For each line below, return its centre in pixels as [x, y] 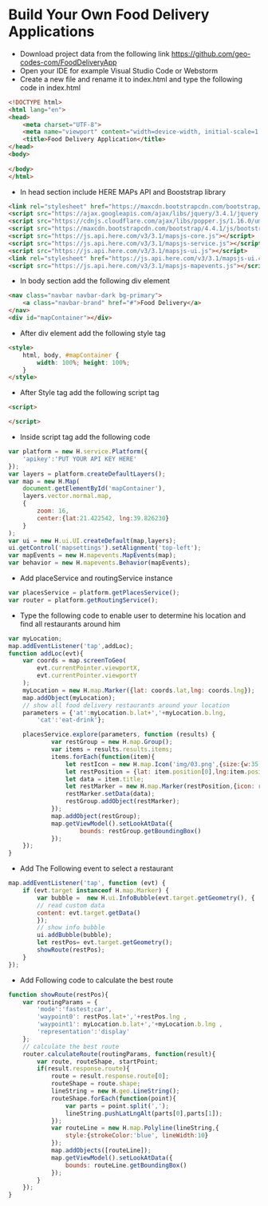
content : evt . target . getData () [89, 913]
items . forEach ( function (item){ [103, 757]
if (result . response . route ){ [83, 1069]
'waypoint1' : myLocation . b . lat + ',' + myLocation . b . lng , [130, 1024]
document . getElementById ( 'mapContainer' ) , [94, 488]
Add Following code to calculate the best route [97, 980]
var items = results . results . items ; [112, 749]
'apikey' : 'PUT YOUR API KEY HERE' [80, 459]
